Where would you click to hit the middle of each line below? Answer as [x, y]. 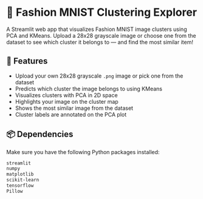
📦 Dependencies [40, 134]
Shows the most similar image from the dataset [74, 108]
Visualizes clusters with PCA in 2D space [66, 95]
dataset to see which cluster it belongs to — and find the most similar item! [100, 42]
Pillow [15, 191]
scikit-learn [23, 180]
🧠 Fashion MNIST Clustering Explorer [102, 12]
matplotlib [20, 174]
